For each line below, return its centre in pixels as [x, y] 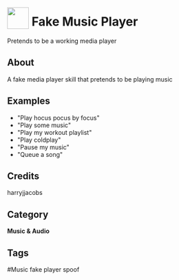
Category [28, 214]
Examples [29, 101]
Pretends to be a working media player [62, 41]
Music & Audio [29, 231]
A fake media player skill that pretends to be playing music [90, 79]
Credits [23, 176]
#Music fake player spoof [43, 269]
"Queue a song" [40, 154]
